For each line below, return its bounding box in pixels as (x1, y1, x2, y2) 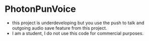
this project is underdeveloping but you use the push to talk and (12, 20, 144, 26)
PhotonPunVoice (5, 3, 77, 15)
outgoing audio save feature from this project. (12, 25, 107, 31)
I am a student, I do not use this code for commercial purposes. (12, 30, 144, 36)
